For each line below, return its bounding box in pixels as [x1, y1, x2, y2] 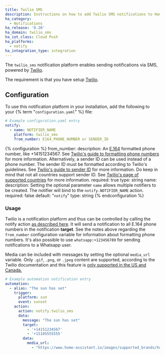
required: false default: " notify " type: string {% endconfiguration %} [5, 192, 144, 198]
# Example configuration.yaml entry [5, 118, 80, 123]
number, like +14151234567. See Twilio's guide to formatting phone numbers [5, 151, 160, 157]
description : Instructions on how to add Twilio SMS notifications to [5, 12, 153, 17]
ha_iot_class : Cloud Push [5, 35, 58, 40]
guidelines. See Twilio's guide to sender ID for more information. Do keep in [5, 166, 158, 172]
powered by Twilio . [5, 67, 44, 73]
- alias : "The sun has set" [9, 286, 67, 291]
